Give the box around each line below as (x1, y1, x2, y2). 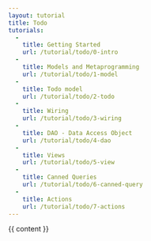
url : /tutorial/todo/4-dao (22, 136, 111, 145)
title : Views (22, 151, 66, 159)
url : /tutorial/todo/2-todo (22, 92, 115, 100)
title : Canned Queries (22, 173, 97, 182)
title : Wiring (22, 107, 69, 115)
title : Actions (22, 195, 73, 203)
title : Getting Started (22, 41, 101, 49)
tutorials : (8, 26, 44, 34)
